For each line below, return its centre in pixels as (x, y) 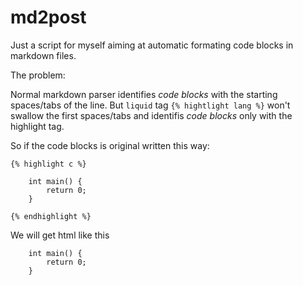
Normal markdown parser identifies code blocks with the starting (144, 94)
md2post (48, 17)
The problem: (38, 75)
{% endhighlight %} (51, 216)
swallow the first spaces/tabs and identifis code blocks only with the (151, 115)
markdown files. (43, 55)
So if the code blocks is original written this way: (110, 145)
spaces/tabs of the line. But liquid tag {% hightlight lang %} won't (150, 105)
